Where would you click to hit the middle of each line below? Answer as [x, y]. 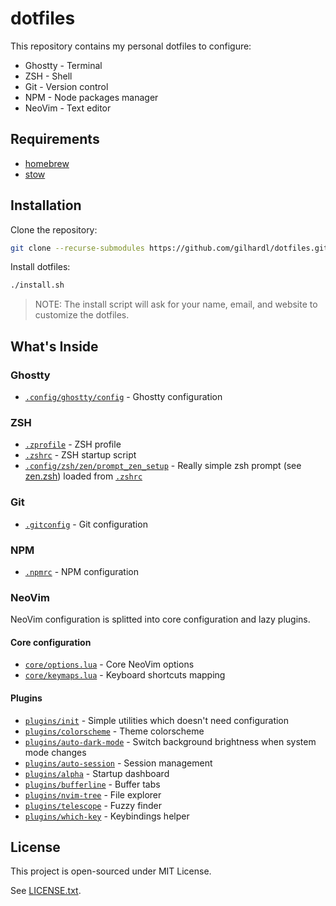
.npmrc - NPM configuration [82, 571]
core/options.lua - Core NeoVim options [109, 664]
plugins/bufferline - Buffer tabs [92, 784]
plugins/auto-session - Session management [118, 763]
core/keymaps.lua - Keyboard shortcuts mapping [125, 675]
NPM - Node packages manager [91, 97]
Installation [46, 205]
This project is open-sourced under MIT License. [111, 871]
